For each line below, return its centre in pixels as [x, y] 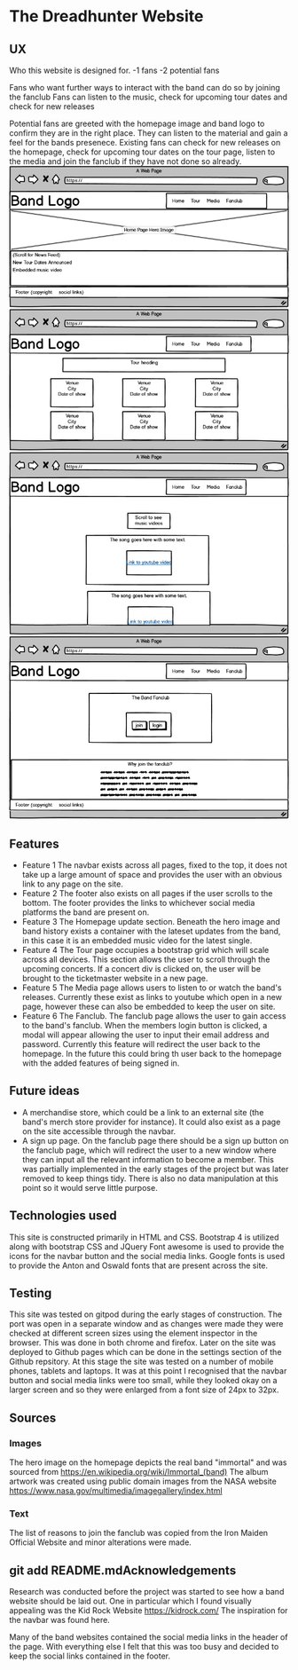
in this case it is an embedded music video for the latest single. [137, 941]
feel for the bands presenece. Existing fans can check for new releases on [145, 142]
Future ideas [44, 1091]
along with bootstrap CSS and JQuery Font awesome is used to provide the [147, 1246]
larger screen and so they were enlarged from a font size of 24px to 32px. [144, 1390]
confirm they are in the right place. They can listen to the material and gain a [149, 133]
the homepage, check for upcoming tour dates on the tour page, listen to [142, 152]
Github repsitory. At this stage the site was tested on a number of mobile [141, 1362]
